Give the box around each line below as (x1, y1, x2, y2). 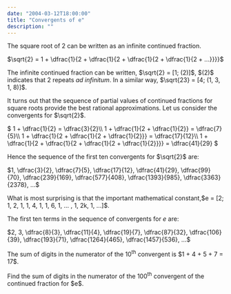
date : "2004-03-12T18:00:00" (7, 10, 91, 17)
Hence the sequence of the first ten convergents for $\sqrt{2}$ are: (7, 153, 199, 161)
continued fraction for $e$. (7, 279, 84, 287)
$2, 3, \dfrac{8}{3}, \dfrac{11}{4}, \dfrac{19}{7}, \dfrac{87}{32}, (7, 228, 188, 237)
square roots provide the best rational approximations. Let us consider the (7, 104, 217, 112)
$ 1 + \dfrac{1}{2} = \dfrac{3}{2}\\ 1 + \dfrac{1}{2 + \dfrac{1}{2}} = (7, 125, 195, 133)
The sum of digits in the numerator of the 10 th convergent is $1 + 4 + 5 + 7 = (7, 249, 223, 259)
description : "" (7, 23, 54, 30)
